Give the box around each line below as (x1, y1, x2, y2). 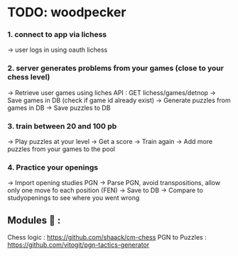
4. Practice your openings (7, 162, 98, 172)
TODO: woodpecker (7, 4, 126, 21)
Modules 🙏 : (7, 214, 61, 226)
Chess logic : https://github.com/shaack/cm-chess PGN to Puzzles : (7, 233, 207, 242)
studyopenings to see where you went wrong (7, 194, 140, 202)
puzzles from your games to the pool (7, 145, 116, 153)
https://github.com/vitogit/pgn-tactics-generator (7, 240, 150, 249)
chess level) (7, 72, 50, 82)
